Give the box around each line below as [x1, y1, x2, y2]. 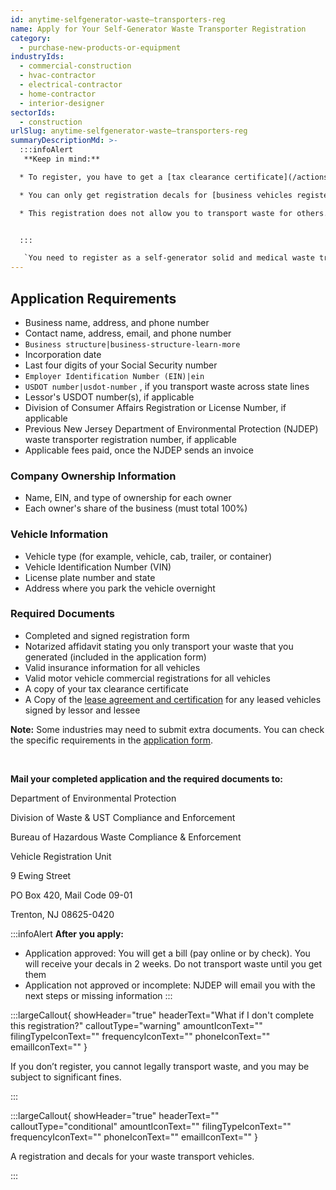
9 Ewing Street [10, 869, 72, 881]
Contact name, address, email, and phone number [24, 327, 232, 339]
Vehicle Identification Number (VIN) [24, 561, 172, 573]
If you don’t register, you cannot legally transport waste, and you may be [10, 1060, 310, 1072]
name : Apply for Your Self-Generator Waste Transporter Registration [10, 24, 307, 34]
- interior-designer [19, 98, 105, 108]
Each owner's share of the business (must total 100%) [24, 502, 248, 515]
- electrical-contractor [19, 80, 123, 90]
